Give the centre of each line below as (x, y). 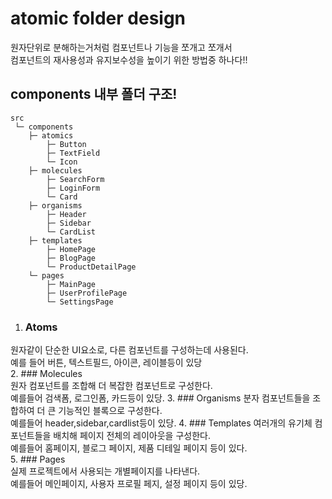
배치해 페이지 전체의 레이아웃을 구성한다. (132, 436)
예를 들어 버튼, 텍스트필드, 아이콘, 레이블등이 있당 (106, 363)
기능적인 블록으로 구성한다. (110, 411)
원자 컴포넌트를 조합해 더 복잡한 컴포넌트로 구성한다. (111, 386)
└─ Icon (62, 162)
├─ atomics (51, 135)
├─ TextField (73, 153)
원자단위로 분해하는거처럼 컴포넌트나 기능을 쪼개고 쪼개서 (121, 47)
